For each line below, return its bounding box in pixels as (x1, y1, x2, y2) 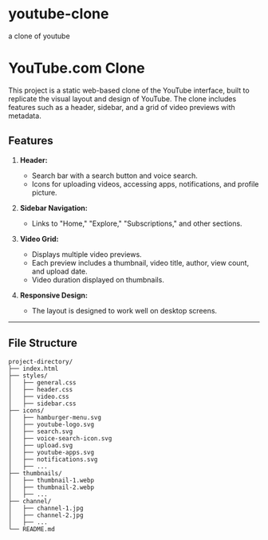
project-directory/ (8, 357, 73, 365)
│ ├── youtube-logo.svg (8, 420, 94, 428)
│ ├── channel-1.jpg (8, 504, 84, 512)
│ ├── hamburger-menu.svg (8, 413, 102, 421)
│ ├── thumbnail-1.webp (8, 476, 94, 484)
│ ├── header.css (8, 385, 73, 393)
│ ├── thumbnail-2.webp (8, 483, 94, 491)
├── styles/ (8, 372, 48, 380)
